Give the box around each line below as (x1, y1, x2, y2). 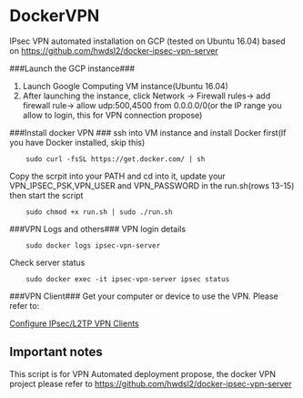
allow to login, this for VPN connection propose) (22, 109, 203, 120)
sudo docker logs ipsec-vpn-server (25, 240, 161, 250)
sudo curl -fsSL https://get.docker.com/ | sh (25, 154, 206, 164)
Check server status (9, 257, 86, 268)
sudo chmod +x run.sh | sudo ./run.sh (25, 207, 173, 217)
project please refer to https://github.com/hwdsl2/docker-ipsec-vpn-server (9, 378, 292, 389)
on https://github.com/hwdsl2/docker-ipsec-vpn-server (9, 45, 218, 56)
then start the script (9, 189, 84, 200)
